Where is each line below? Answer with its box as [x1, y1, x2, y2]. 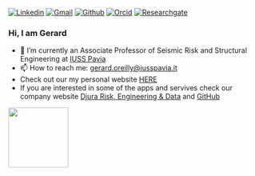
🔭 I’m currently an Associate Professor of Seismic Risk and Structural [19, 46, 248, 55]
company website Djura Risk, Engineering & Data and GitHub [19, 92, 221, 102]
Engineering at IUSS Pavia [19, 54, 106, 64]
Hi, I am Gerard [8, 27, 67, 38]
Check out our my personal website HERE [19, 74, 157, 84]
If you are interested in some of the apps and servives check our [19, 83, 233, 93]
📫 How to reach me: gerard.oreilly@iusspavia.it [19, 63, 178, 73]
